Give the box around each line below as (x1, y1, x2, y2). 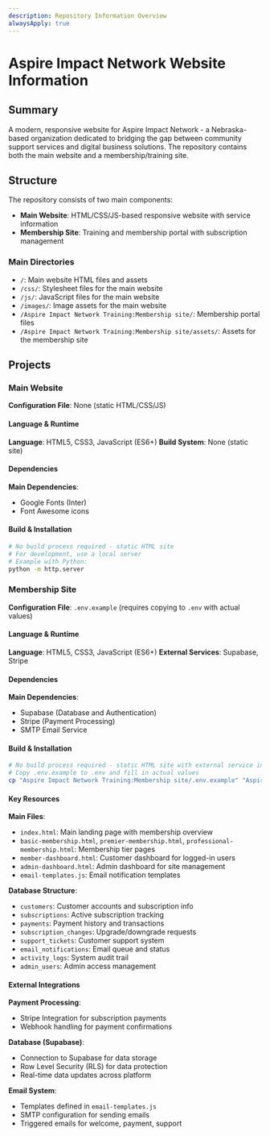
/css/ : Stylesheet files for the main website (19, 283, 163, 293)
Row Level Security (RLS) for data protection (19, 1062, 168, 1072)
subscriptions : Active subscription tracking (19, 910, 165, 920)
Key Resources (8, 793, 60, 803)
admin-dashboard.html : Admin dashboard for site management (19, 862, 226, 872)
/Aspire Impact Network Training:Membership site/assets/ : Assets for (19, 326, 256, 335)
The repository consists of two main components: (8, 195, 173, 205)
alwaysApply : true (8, 19, 70, 27)
